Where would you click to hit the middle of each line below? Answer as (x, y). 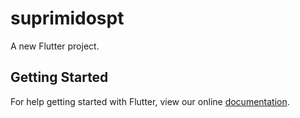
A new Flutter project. (55, 46)
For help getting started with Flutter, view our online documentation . (150, 101)
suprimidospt (67, 18)
